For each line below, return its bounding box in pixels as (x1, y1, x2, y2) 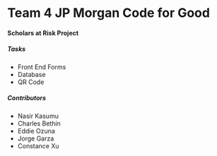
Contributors (7, 94, 47, 102)
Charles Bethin (17, 119, 61, 128)
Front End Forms (17, 62, 66, 71)
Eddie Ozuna (17, 126, 55, 135)
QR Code (17, 78, 45, 86)
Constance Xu (17, 141, 59, 150)
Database (17, 70, 46, 78)
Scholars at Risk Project (7, 28, 79, 37)
